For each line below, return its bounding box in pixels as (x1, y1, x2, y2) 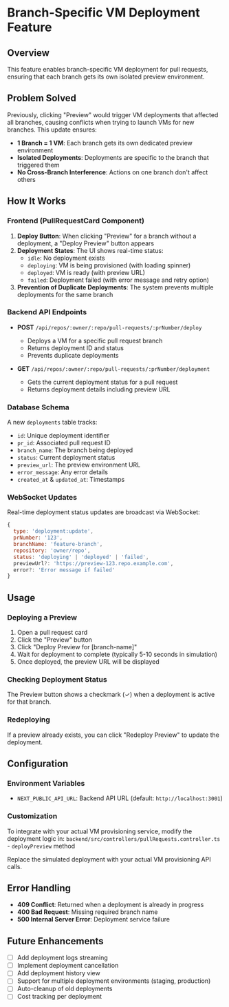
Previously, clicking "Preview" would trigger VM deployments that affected (7, 110, 219, 119)
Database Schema (7, 402, 70, 411)
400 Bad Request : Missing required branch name (17, 908, 158, 916)
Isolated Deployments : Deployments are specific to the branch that (17, 153, 209, 161)
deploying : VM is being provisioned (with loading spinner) (27, 261, 191, 269)
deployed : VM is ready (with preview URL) (27, 268, 146, 276)
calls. (7, 862, 23, 871)
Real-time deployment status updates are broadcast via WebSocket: (7, 508, 201, 516)
